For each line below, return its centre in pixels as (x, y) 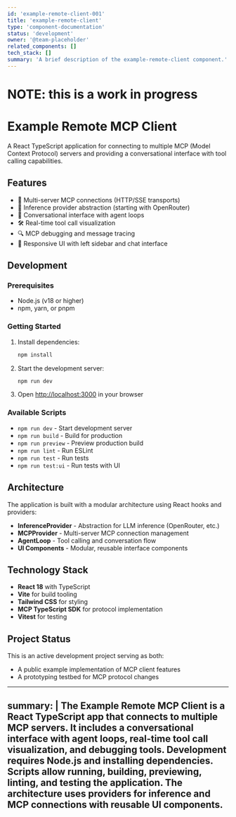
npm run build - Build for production (70, 435)
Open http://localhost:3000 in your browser (80, 394)
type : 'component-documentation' (56, 27)
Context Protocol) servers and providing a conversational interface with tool (117, 153)
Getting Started (34, 326)
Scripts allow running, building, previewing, (105, 772)
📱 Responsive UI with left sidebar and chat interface (92, 243)
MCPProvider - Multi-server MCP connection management (103, 533)
